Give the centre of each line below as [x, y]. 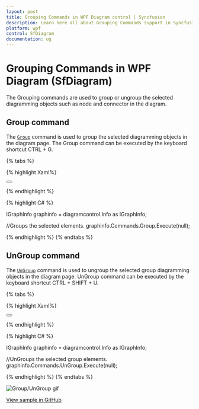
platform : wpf [24, 28]
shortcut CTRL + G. [30, 149]
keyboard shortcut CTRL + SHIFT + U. [52, 283]
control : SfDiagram [30, 34]
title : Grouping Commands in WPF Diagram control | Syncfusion [86, 17]
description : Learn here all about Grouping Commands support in [88, 23]
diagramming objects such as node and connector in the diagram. [86, 104]
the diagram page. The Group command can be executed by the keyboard [97, 143]
